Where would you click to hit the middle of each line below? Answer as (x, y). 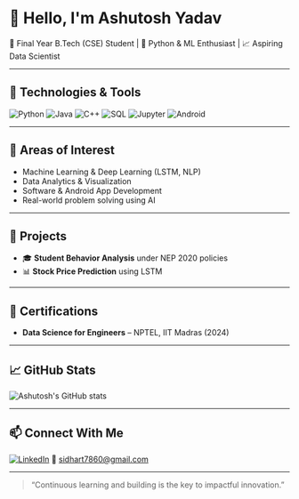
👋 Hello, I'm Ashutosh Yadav (116, 18)
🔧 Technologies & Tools (75, 93)
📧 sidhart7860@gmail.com (100, 459)
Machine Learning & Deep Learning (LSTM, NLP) (112, 172)
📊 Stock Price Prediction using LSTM (92, 271)
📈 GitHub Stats (53, 370)
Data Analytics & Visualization (77, 181)
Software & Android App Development (92, 190)
